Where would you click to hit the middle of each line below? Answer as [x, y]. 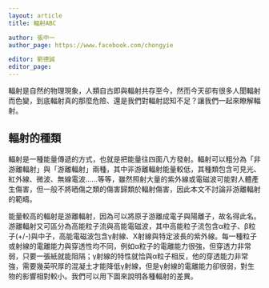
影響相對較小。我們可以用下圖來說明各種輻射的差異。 [110, 276]
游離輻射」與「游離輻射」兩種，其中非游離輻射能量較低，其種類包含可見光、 [134, 169]
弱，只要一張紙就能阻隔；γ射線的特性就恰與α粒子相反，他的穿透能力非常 [128, 256]
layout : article [35, 16]
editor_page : [30, 67]
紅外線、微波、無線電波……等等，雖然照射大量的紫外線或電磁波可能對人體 [130, 179]
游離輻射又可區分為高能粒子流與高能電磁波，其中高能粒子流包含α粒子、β [128, 226]
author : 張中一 [32, 38]
